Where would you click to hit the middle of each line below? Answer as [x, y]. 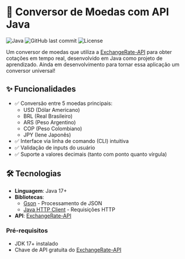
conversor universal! [31, 70]
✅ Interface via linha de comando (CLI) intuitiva [71, 141]
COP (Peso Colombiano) [53, 128]
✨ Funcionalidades [41, 89]
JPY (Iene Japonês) [47, 135]
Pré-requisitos [27, 231]
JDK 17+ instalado [36, 243]
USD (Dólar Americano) [52, 110]
